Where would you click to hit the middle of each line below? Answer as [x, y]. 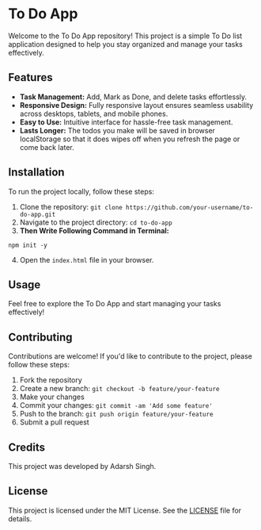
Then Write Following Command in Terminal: [95, 230]
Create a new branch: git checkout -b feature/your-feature [119, 389]
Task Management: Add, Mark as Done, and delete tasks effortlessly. [133, 97]
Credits [27, 447]
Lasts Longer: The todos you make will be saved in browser [117, 130]
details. [20, 518]
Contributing [40, 337]
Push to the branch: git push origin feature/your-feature [116, 414]
